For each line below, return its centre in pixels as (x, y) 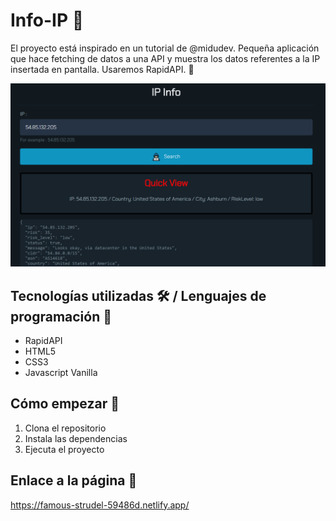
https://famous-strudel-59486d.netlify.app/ (100, 505)
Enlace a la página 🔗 (74, 480)
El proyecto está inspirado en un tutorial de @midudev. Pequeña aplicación (165, 48)
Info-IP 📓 (47, 20)
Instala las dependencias (76, 438)
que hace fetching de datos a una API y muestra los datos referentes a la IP (165, 58)
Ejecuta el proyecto (64, 449)
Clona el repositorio (65, 428)
